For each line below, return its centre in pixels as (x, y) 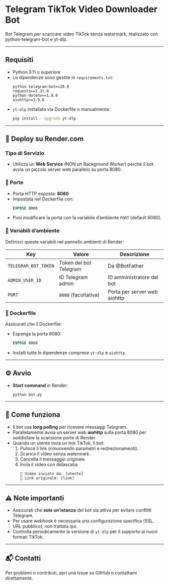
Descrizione (135, 254)
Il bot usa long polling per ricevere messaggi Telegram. (70, 427)
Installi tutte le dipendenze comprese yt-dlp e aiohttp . (69, 352)
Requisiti (19, 60)
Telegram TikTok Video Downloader (81, 9)
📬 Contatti (23, 558)
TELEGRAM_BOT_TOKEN (31, 266)
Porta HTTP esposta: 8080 (40, 193)
